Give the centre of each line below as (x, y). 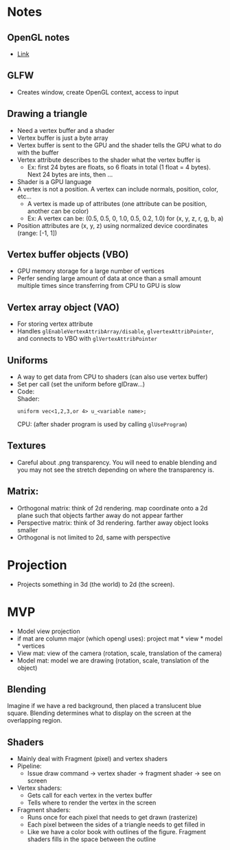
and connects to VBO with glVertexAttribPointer (87, 339)
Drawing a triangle (47, 114)
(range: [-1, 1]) (37, 233)
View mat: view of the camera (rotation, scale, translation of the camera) (119, 653)
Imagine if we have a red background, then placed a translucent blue (104, 706)
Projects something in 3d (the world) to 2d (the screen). (96, 584)
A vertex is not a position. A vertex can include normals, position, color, (117, 189)
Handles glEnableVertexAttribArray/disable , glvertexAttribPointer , (115, 331)
